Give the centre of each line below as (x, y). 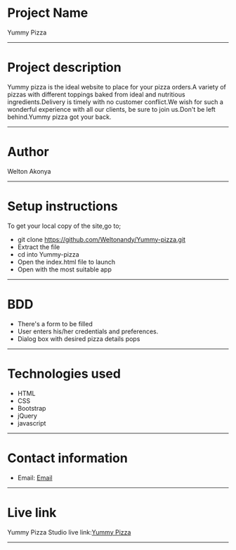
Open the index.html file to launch (66, 262)
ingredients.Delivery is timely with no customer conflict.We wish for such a (115, 102)
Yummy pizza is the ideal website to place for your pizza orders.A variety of (117, 87)
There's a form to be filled (55, 324)
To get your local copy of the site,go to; (64, 226)
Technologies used (64, 373)
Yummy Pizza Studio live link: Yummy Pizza (69, 532)
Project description (64, 68)
